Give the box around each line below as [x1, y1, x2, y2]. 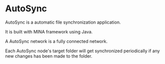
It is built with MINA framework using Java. [5, 29, 93, 34]
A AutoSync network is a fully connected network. [5, 38, 108, 44]
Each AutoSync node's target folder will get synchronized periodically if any [5, 48, 160, 54]
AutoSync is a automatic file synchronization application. [5, 19, 121, 25]
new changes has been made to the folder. [5, 53, 93, 59]
